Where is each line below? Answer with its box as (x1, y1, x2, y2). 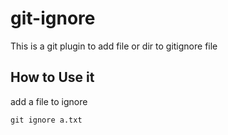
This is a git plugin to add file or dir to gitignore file (10, 40, 218, 52)
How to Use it (10, 69, 95, 86)
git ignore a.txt (10, 115, 83, 125)
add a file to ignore (10, 95, 88, 107)
